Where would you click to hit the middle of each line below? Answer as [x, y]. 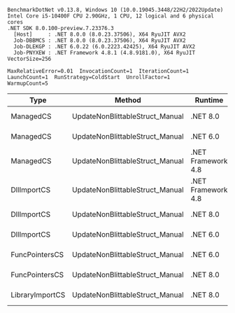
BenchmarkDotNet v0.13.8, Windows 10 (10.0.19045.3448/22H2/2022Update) [115, 10]
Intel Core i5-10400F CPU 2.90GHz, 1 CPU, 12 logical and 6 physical [111, 16]
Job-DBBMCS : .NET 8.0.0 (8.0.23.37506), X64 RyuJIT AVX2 [100, 41]
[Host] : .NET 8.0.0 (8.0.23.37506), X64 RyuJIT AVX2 [100, 34]
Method [128, 100]
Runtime [209, 100]
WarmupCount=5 [28, 83]
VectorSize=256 [29, 59]
